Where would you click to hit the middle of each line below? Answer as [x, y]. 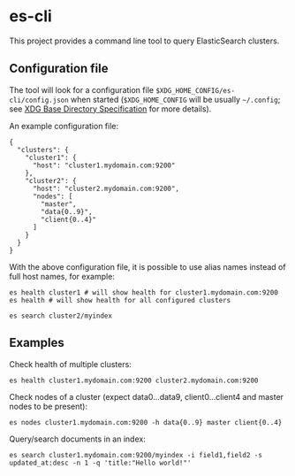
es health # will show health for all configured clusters [120, 300]
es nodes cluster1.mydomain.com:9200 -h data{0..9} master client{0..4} [146, 422]
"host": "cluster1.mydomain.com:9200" [104, 165]
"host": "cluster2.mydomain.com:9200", [106, 188]
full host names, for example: [62, 276]
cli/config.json [39, 100]
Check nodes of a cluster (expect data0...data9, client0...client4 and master [147, 396]
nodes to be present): [49, 406]
